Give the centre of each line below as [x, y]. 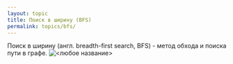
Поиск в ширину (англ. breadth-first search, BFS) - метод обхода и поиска [117, 46]
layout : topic [28, 13]
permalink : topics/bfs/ [42, 26]
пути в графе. [27, 53]
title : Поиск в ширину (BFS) [49, 20]
